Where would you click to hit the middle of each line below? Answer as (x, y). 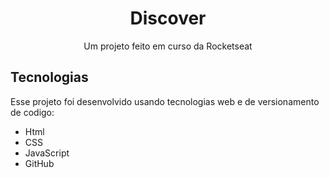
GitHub (39, 163)
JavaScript (47, 153)
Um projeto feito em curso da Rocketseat (168, 46)
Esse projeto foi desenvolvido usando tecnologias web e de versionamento (165, 101)
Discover (168, 18)
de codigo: (32, 112)
